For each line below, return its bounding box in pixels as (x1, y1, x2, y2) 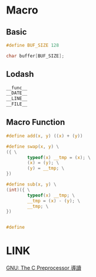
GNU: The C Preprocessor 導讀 (6, 265, 81, 272)
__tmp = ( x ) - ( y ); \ (27, 198, 81, 204)
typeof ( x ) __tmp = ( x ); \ (27, 154, 91, 160)
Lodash (6, 69, 34, 79)
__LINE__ (6, 96, 28, 102)
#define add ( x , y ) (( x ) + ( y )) (6, 133, 83, 138)
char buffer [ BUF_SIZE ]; (6, 53, 65, 59)
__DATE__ (6, 90, 28, 96)
